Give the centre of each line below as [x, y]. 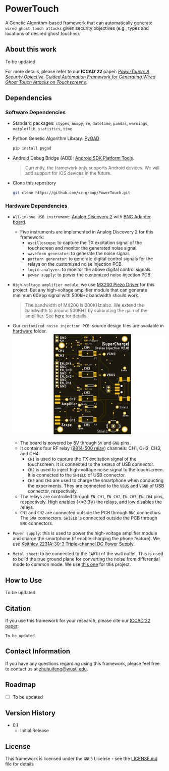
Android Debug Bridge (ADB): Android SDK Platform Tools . [73, 158]
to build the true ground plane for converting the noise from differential [86, 559]
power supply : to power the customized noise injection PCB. [90, 275]
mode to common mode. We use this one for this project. [72, 564]
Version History [30, 713]
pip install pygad [32, 149]
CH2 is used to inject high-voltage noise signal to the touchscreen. [96, 470]
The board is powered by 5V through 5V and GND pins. [75, 443]
